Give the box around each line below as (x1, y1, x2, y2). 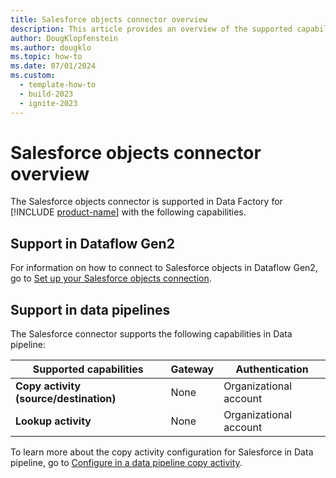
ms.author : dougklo (10, 42, 92, 53)
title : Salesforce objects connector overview (10, 14, 208, 25)
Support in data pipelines (10, 301, 171, 318)
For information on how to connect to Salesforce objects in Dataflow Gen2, (10, 262, 318, 274)
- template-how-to (19, 80, 97, 90)
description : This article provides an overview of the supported (10, 24, 293, 34)
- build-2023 (19, 89, 74, 99)
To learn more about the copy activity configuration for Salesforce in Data (10, 446, 314, 458)
